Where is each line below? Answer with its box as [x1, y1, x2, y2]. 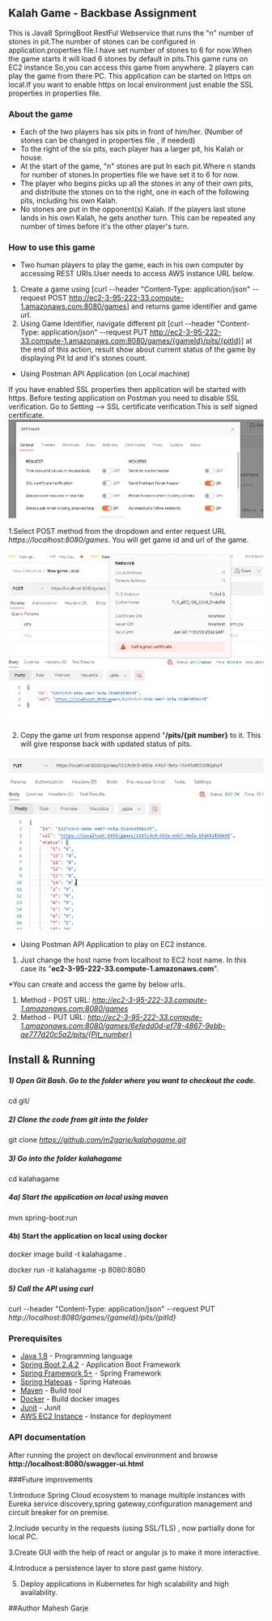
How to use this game [8, 242, 96, 254]
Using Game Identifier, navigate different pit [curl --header [19, 319, 215, 329]
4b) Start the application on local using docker [8, 1231, 168, 1241]
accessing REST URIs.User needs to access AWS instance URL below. [19, 269, 255, 279]
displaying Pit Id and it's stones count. [19, 353, 147, 363]
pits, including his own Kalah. [19, 196, 118, 206]
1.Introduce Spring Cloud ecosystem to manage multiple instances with [8, 1490, 245, 1499]
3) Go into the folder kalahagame [8, 1154, 123, 1163]
